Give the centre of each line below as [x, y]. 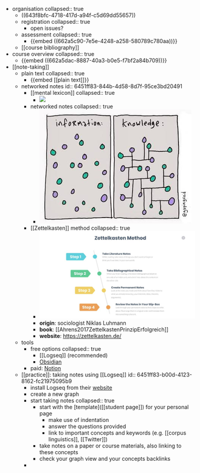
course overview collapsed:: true [53, 54]
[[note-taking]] [31, 67]
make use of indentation [79, 419]
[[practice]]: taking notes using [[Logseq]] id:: [78, 375]
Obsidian [50, 362]
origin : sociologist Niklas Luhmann [83, 323]
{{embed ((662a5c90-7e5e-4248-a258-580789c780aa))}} [104, 41]
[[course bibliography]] [50, 47]
